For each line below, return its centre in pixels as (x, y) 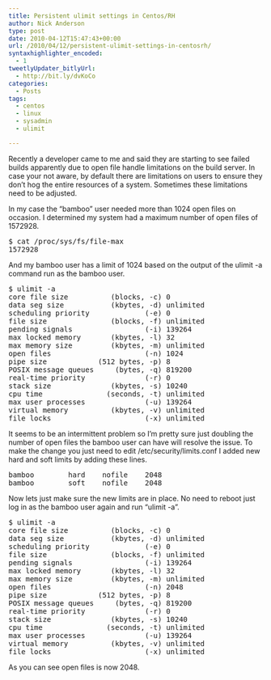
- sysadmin (34, 121)
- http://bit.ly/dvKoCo (55, 76)
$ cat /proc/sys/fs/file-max (66, 241)
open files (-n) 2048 (96, 587)
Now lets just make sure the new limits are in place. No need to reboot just (132, 498)
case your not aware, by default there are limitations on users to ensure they (135, 175)
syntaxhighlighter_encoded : (56, 53)
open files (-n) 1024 (96, 353)
